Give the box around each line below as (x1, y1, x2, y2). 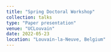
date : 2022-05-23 (6, 31, 50, 37)
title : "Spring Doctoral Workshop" (6, 8, 95, 15)
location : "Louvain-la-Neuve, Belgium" (6, 36, 106, 42)
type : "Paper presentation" (6, 20, 77, 26)
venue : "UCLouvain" (6, 25, 55, 32)
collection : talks (6, 14, 52, 20)
